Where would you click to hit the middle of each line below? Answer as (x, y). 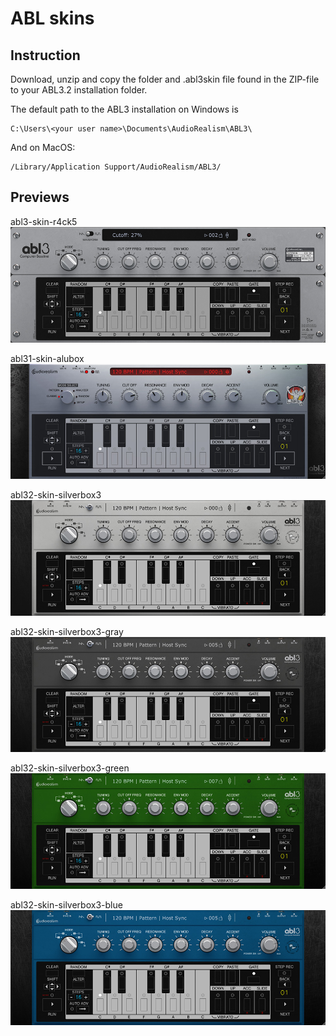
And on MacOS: (43, 147)
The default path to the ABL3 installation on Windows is (124, 109)
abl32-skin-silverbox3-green (70, 768)
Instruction (45, 55)
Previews (40, 197)
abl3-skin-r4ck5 (44, 221)
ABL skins (52, 18)
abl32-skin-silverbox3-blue (66, 904)
